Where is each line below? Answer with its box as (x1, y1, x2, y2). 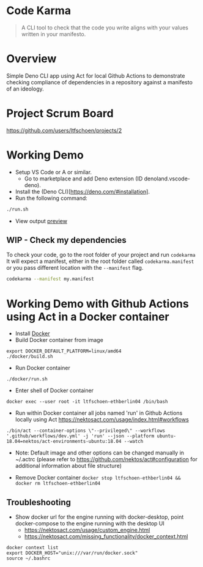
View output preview (15, 217, 67, 224)
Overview (6, 52, 57, 66)
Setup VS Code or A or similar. (15, 168, 92, 176)
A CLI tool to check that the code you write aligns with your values (21, 24, 188, 31)
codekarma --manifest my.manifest (6, 276, 95, 282)
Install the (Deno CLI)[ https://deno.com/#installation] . (15, 188, 150, 195)
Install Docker (15, 330, 50, 337)
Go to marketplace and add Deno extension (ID (24, 175, 143, 182)
